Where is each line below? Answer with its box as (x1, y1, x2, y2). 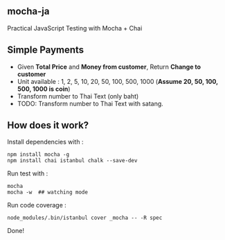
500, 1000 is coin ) (17, 85, 71, 93)
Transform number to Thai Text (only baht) (17, 92, 139, 100)
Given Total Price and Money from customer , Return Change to (17, 62, 201, 71)
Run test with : (7, 169, 48, 178)
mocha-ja (7, 6, 50, 17)
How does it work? (7, 119, 89, 131)
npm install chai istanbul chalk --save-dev (7, 157, 138, 164)
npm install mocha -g (7, 151, 70, 158)
